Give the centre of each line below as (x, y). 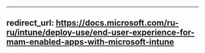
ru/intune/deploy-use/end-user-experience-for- (101, 33)
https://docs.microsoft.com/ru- (117, 23)
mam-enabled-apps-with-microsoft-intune (90, 42)
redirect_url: (30, 23)
